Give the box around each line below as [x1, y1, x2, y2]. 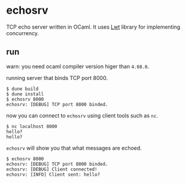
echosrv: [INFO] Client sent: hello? [6, 171, 100, 178]
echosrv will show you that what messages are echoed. [6, 144, 142, 151]
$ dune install [6, 91, 44, 97]
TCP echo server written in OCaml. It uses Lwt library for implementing [6, 23, 181, 30]
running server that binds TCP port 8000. [6, 74, 108, 81]
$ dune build [6, 86, 39, 92]
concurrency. [6, 29, 39, 36]
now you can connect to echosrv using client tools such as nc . [6, 111, 158, 119]
